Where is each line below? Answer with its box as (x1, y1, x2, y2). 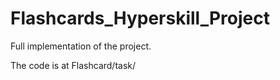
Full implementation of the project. (10, 40, 152, 52)
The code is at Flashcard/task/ (10, 59, 137, 71)
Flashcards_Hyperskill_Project (10, 7, 271, 30)
